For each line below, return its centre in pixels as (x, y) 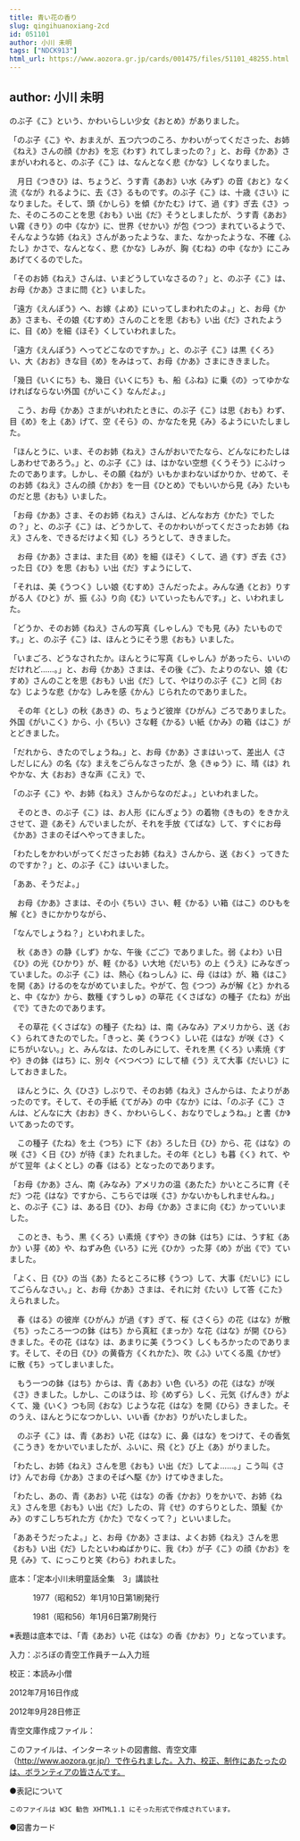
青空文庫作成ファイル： (52, 1730)
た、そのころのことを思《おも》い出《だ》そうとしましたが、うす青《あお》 (150, 214)
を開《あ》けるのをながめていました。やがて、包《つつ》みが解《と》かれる (150, 985)
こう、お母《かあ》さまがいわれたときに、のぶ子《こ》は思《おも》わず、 (153, 410)
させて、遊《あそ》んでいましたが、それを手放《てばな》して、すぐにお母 (145, 823)
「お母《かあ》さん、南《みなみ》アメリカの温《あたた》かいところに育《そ (150, 1184)
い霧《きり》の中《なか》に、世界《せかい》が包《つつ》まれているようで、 (150, 225)
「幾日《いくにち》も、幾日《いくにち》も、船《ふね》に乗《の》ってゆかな (150, 380)
